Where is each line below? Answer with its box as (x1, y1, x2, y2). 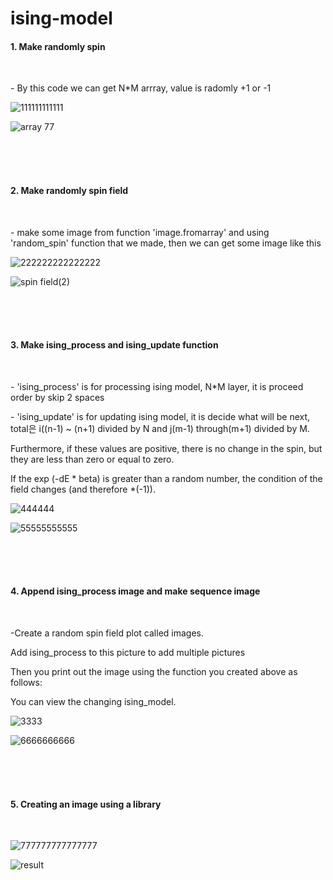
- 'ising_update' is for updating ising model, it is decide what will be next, (10, 410, 311, 422)
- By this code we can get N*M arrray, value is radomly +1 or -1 (10, 82, 272, 94)
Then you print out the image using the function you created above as (10, 666, 298, 677)
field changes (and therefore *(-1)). (10, 483, 156, 495)
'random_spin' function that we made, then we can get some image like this (10, 237, 322, 249)
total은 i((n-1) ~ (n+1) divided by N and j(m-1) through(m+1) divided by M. (10, 422, 310, 434)
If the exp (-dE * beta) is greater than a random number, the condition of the (10, 472, 323, 484)
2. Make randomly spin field (10, 184, 129, 196)
